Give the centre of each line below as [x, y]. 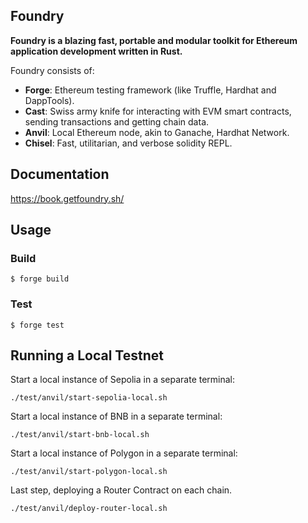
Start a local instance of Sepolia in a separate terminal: [123, 380]
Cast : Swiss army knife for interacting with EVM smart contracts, [158, 111]
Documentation [60, 174]
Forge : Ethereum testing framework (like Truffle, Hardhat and [150, 90]
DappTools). [49, 100]
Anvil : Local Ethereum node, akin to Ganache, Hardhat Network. [157, 132]
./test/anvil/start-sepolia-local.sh [89, 398]
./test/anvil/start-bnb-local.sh [80, 435]
